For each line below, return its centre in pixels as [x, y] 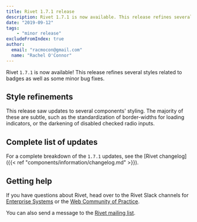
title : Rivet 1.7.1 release [40, 11]
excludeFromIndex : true [35, 39]
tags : [13, 28]
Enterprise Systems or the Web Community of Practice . [73, 201]
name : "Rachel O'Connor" [42, 55]
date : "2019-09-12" [30, 22]
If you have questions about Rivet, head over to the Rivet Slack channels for [97, 196]
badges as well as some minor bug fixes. [55, 78]
